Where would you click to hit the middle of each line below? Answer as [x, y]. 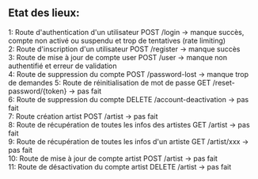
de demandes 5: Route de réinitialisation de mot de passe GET [110, 82]
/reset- [224, 82]
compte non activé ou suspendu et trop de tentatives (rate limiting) [117, 40]
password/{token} [38, 91]
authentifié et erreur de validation [63, 66]
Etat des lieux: [44, 13]
